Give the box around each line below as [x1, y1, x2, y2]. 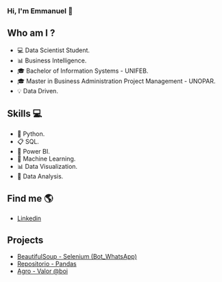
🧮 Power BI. [16, 147, 50, 155]
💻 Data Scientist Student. [16, 46, 90, 54]
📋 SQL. [16, 137, 40, 145]
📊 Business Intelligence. [16, 56, 87, 64]
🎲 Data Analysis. [16, 172, 64, 180]
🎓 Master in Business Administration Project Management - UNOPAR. [16, 77, 216, 85]
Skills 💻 [7, 108, 42, 119]
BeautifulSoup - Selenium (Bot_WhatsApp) [16, 252, 137, 261]
